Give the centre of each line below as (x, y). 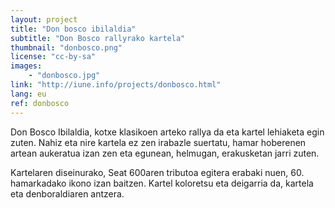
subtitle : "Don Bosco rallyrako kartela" (98, 38)
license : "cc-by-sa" (53, 57)
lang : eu (28, 94)
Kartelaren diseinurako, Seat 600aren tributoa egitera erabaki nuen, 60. (157, 172)
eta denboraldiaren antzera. (67, 193)
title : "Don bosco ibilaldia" (73, 29)
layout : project (44, 19)
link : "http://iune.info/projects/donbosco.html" (116, 85)
